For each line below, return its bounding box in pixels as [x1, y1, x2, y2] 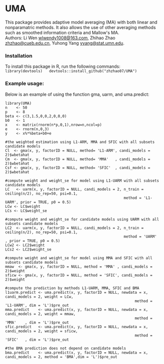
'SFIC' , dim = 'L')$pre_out [5, 337, 69, 342]
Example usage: [5, 80, 44, 87]
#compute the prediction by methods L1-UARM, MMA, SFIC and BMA [5, 285, 139, 290]
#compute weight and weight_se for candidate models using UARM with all [5, 217, 160, 222]
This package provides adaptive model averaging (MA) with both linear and [5, 19, 158, 25]
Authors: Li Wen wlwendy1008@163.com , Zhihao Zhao [5, 35, 115, 41]
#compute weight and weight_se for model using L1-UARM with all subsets [5, 178, 160, 183]
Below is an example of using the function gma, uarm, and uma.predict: [5, 91, 150, 97]
